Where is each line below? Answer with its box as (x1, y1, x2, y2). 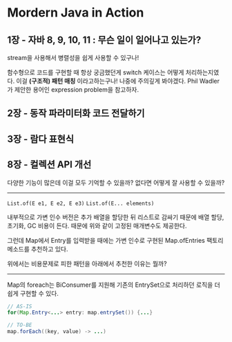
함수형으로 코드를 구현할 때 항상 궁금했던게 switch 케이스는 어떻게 (7, 68, 184, 77)
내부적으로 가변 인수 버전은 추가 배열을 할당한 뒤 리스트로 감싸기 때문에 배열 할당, (7, 212, 224, 221)
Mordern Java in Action (7, 5, 144, 21)
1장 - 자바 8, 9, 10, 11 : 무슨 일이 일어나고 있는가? (7, 34, 202, 46)
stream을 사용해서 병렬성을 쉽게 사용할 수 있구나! (7, 54, 139, 61)
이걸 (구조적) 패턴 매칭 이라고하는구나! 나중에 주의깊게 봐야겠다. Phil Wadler (16, 77, 220, 85)
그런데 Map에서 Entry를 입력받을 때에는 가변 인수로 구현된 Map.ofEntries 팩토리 (7, 236, 224, 244)
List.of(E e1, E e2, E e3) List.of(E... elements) (7, 200, 155, 207)
